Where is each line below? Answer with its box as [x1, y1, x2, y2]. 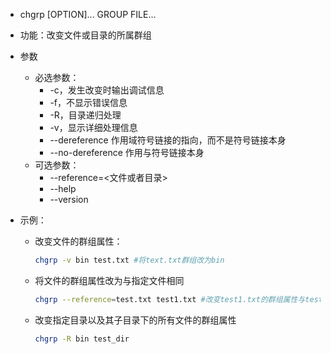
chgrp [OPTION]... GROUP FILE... [19, 9, 157, 20]
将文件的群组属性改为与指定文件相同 [34, 274, 185, 286]
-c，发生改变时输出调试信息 [49, 84, 165, 96]
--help [49, 183, 77, 194]
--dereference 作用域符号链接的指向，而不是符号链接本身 [49, 134, 287, 146]
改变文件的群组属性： [34, 235, 123, 247]
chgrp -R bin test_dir [34, 334, 130, 344]
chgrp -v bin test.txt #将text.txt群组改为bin [34, 255, 225, 265]
